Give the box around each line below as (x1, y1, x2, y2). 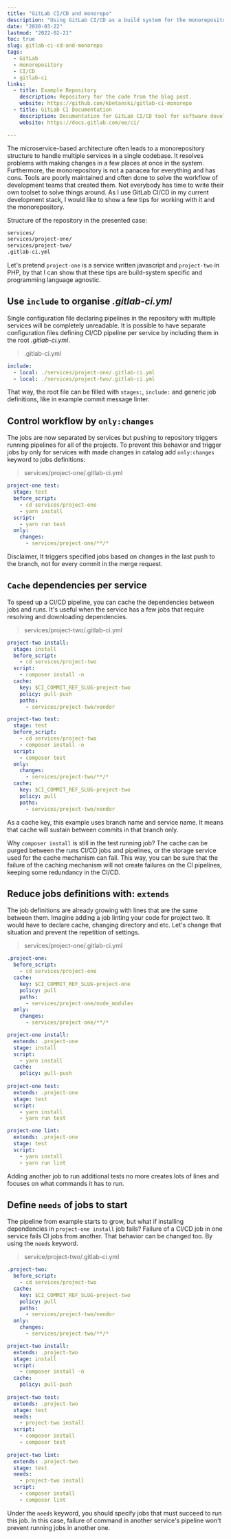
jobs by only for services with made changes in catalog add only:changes (7, 448, 215, 456)
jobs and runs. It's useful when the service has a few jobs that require (7, 605, 205, 614)
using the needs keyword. (7, 1239, 78, 1248)
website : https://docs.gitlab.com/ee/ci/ (19, 119, 140, 126)
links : (7, 81, 26, 88)
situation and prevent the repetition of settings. (7, 928, 140, 936)
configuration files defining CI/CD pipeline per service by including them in (7, 328, 219, 336)
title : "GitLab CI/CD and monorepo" (7, 10, 112, 17)
